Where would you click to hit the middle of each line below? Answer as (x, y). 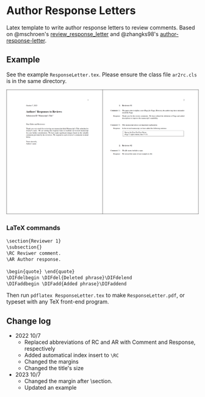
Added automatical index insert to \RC (71, 355)
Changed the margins (52, 362)
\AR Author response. (34, 260)
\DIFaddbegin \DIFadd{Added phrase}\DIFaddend (67, 284)
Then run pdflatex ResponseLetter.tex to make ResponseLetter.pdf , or (95, 295)
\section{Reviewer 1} (34, 241)
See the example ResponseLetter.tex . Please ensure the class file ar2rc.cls (102, 75)
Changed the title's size (54, 368)
